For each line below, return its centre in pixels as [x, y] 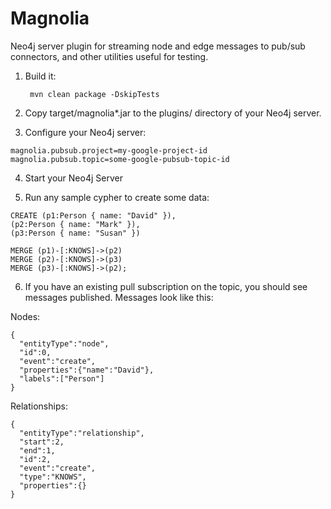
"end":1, [37, 450]
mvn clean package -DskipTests [94, 94]
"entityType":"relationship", [82, 433]
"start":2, [42, 442]
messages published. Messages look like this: [119, 297]
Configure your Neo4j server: [85, 132]
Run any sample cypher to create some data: [117, 197]
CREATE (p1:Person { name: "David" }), [93, 215]
